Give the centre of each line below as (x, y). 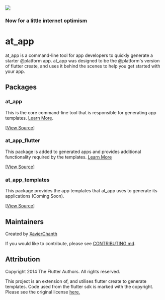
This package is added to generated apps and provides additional (73, 152)
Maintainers (25, 222)
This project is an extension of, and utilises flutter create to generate (76, 281)
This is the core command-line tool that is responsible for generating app (81, 112)
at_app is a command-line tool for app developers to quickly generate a (79, 55)
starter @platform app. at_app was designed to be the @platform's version (82, 60)
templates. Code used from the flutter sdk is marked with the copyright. (79, 286)
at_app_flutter (23, 140)
